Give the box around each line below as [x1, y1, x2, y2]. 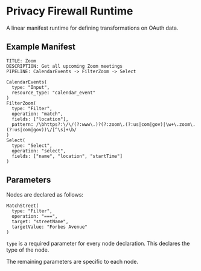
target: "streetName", [11, 218, 69, 224]
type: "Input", [11, 84, 50, 90]
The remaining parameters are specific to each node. [6, 258, 139, 265]
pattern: [11, 121, 34, 128]
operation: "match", [11, 111, 63, 117]
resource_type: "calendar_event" [11, 90, 96, 96]
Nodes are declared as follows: [6, 191, 83, 198]
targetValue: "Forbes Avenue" [11, 224, 88, 230]
